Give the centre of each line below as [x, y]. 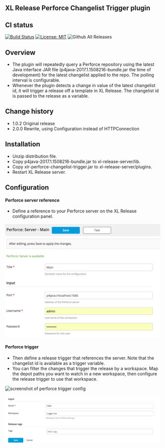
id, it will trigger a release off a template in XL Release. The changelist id [85, 91]
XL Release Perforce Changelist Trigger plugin [78, 8]
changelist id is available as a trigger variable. [58, 363]
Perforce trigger [22, 347]
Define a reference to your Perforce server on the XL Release [74, 211]
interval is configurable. [36, 80]
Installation [23, 144]
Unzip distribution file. [35, 156]
